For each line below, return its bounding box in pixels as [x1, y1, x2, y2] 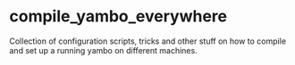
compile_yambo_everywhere [9, 6, 228, 27]
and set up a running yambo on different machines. [9, 45, 198, 55]
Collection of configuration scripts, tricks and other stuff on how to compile [9, 36, 287, 46]
